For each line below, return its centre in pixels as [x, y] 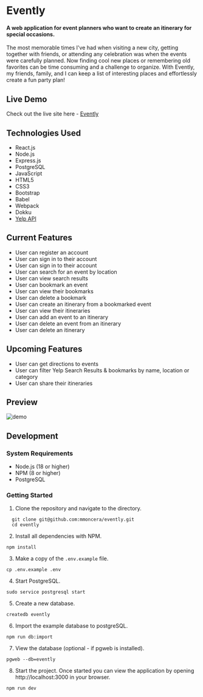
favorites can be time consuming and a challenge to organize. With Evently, [101, 67]
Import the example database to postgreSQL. [71, 626]
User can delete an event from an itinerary [68, 324]
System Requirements [40, 453]
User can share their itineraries [54, 383]
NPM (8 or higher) [38, 473]
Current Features [40, 238]
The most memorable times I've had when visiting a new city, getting [92, 48]
